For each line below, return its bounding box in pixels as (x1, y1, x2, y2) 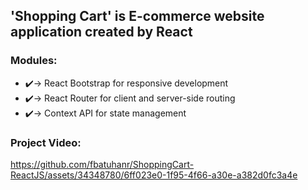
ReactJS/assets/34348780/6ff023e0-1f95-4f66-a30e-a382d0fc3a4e (10, 169, 298, 181)
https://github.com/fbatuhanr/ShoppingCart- (10, 158, 195, 170)
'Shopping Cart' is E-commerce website (10, 8, 265, 25)
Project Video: (10, 135, 82, 149)
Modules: (10, 54, 58, 68)
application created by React (10, 24, 193, 41)
